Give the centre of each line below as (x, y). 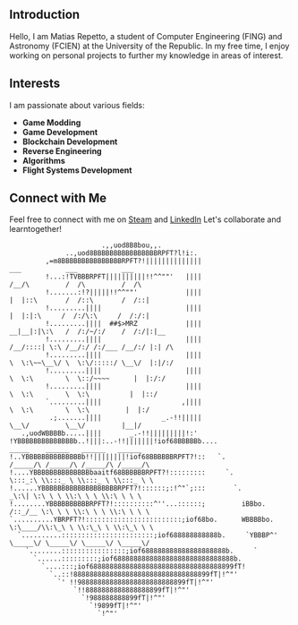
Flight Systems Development (77, 170)
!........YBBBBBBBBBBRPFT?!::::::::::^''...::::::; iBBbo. (138, 504)
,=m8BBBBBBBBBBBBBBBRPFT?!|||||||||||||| (123, 261)
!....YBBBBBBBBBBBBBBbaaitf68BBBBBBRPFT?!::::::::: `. (122, 473)
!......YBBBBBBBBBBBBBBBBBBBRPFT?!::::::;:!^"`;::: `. (126, 488)
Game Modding (51, 122)
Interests (35, 84)
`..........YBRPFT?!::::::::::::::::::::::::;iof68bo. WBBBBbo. (142, 520)
